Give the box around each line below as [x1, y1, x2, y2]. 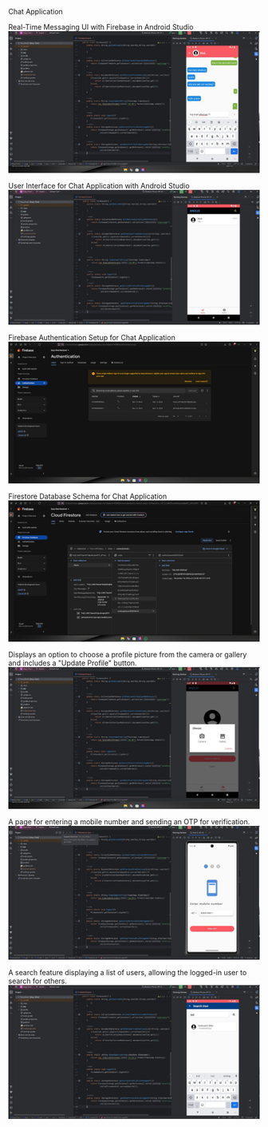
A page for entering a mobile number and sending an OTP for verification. [8, 816, 250, 826]
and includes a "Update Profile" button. [8, 658, 137, 668]
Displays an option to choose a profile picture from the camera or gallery [8, 650, 247, 660]
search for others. [8, 976, 68, 986]
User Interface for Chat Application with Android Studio [8, 181, 190, 190]
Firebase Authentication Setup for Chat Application [8, 333, 175, 343]
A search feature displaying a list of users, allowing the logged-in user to [8, 967, 247, 977]
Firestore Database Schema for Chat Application [8, 491, 167, 501]
